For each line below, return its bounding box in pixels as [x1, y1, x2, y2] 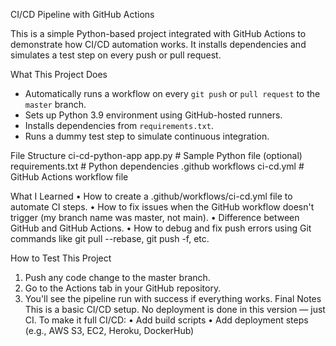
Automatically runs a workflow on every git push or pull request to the [24, 88, 321, 99]
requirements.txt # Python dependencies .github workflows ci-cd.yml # [10, 160, 305, 172]
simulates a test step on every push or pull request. [10, 49, 222, 61]
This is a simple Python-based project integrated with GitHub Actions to [10, 28, 307, 39]
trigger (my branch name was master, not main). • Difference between [10, 212, 300, 223]
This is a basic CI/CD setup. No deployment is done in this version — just [24, 304, 326, 315]
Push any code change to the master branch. [24, 272, 211, 283]
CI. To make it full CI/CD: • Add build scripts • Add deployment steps [24, 314, 309, 326]
